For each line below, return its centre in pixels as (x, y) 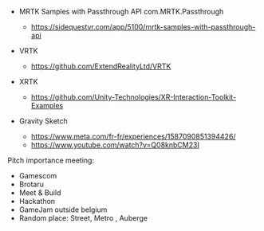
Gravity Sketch (43, 121)
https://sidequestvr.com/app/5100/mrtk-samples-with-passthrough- (143, 27)
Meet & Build (40, 193)
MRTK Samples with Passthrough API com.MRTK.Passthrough (121, 12)
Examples (47, 106)
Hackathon (37, 201)
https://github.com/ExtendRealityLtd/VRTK (101, 66)
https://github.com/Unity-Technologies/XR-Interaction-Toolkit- (134, 97)
